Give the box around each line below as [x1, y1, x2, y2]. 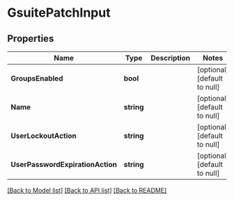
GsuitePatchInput [7, 5, 111, 21]
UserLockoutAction [10, 131, 77, 140]
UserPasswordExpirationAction [10, 160, 117, 169]
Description [150, 54, 190, 63]
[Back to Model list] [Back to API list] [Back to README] [7, 186, 167, 194]
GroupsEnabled [10, 74, 63, 83]
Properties [7, 33, 54, 45]
